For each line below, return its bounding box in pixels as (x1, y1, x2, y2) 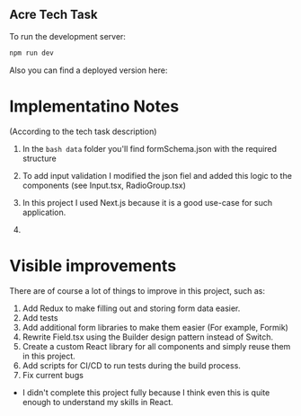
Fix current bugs (22, 369, 84, 380)
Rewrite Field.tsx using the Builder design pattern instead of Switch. (22, 332, 274, 342)
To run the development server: (9, 31, 126, 41)
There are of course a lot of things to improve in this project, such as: (9, 285, 265, 296)
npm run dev (9, 49, 54, 58)
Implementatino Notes (9, 96, 180, 116)
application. (22, 207, 66, 217)
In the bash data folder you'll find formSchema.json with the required (22, 143, 277, 154)
